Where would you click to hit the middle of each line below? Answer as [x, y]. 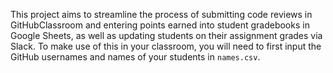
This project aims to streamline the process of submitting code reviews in [161, 14]
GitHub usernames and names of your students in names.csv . [135, 57]
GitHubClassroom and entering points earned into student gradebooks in [160, 25]
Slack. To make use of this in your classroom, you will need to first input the [166, 46]
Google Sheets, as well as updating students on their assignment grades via [166, 35]
